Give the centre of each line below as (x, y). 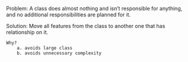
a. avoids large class (45, 48)
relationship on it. (27, 32)
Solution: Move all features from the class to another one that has (86, 26)
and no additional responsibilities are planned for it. (69, 15)
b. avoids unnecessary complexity (59, 53)
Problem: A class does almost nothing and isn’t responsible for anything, (94, 8)
